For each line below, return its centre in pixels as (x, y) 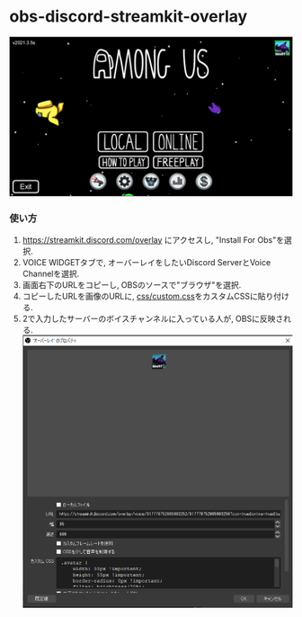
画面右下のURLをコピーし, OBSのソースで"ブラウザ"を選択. (132, 284)
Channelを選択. (51, 273)
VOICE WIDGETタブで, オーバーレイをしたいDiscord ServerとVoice (147, 262)
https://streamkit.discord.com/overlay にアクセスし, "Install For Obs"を (153, 239)
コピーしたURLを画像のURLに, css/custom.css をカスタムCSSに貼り (148, 296)
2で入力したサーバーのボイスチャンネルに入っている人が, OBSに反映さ (153, 318)
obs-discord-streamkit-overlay (129, 17)
